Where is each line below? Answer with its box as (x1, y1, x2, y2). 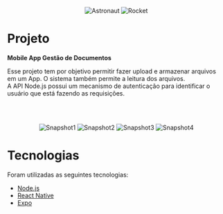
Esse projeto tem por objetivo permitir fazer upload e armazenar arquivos (7, 66, 217, 75)
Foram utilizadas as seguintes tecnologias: (7, 170, 129, 179)
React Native (17, 191, 54, 199)
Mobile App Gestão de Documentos (7, 53, 112, 62)
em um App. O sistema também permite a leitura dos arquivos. (7, 74, 186, 82)
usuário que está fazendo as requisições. (7, 89, 125, 97)
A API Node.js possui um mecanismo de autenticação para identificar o (7, 82, 211, 90)
